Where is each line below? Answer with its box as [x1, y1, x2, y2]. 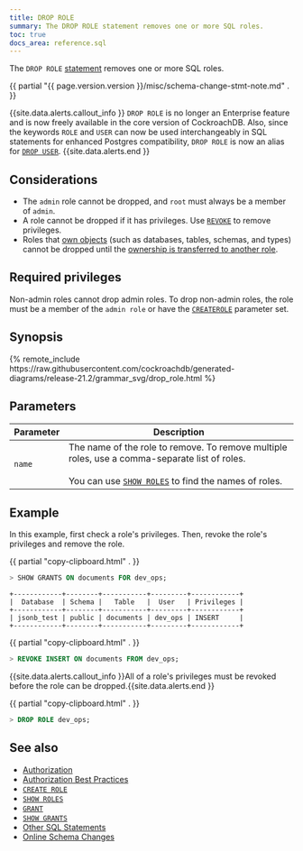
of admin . [22, 206, 56, 216]
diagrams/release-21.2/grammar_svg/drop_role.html [9, 372, 203, 383]
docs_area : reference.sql [9, 38, 106, 48]
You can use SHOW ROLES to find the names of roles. [68, 474, 282, 487]
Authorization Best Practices [22, 773, 129, 784]
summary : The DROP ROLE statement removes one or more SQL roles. [9, 22, 264, 31]
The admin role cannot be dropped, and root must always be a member [22, 196, 287, 207]
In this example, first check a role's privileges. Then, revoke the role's [9, 529, 268, 540]
